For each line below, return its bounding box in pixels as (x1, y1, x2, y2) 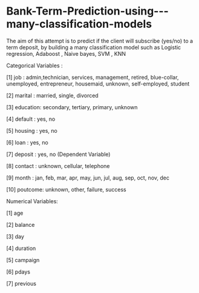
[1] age (6, 209, 24, 217)
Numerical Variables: (6, 197, 59, 204)
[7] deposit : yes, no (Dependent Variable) (6, 150, 111, 158)
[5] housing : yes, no (6, 127, 57, 134)
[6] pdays (6, 268, 30, 275)
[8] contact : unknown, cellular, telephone (6, 162, 110, 169)
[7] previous (6, 280, 36, 287)
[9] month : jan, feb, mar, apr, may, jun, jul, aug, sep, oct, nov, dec (6, 174, 169, 181)
